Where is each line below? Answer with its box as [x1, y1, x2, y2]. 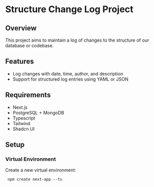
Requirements [5, 91, 51, 99]
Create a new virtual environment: [5, 167, 76, 173]
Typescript [12, 115, 36, 121]
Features [5, 57, 34, 66]
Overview [5, 24, 37, 32]
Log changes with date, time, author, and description [12, 70, 124, 77]
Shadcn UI [12, 126, 35, 132]
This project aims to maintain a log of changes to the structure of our [5, 37, 149, 43]
